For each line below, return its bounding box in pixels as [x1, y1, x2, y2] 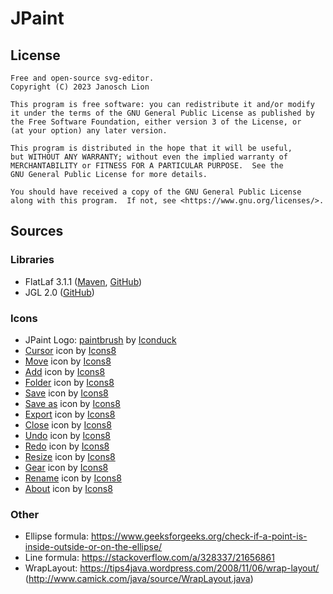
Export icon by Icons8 [24, 408, 116, 420]
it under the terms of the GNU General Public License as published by [10, 108, 315, 118]
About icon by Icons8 [24, 482, 113, 494]
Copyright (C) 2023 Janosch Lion [10, 82, 150, 92]
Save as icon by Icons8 [24, 397, 121, 409]
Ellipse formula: [24, 530, 89, 542]
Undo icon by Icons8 [24, 429, 111, 441]
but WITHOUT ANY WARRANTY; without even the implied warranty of [10, 152, 288, 162]
